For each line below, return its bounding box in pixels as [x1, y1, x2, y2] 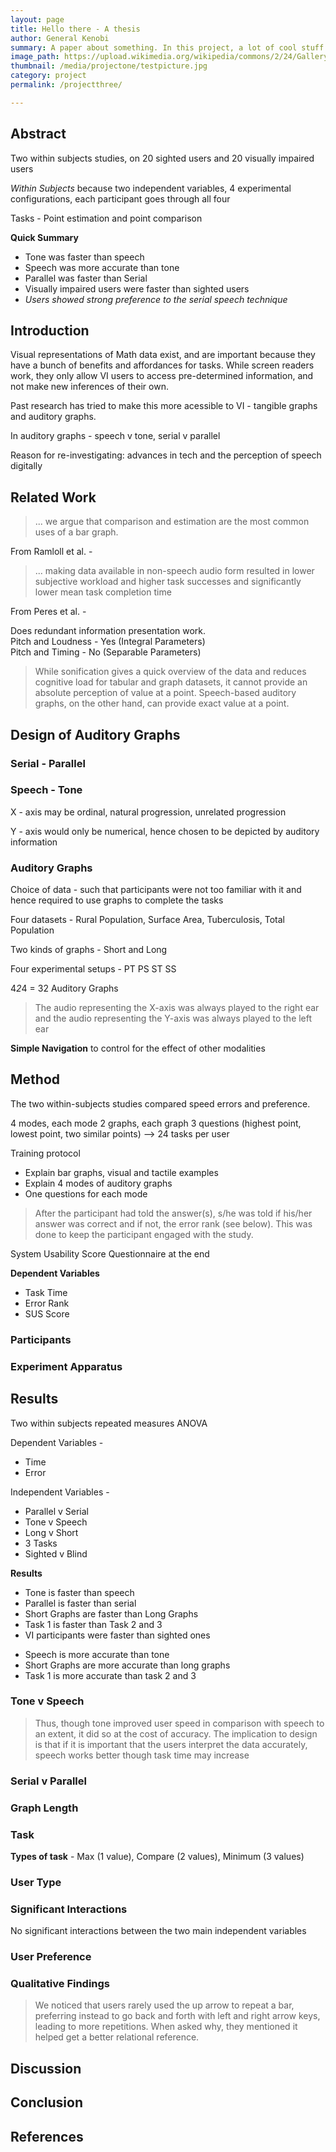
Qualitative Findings [10, 1977, 111, 1991]
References [10, 2128, 84, 2145]
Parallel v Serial [24, 1505, 90, 1517]
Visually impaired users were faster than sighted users [24, 282, 250, 295]
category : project [10, 71, 87, 81]
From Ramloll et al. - [10, 546, 93, 558]
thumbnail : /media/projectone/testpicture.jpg [10, 61, 208, 71]
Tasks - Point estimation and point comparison [10, 212, 203, 224]
